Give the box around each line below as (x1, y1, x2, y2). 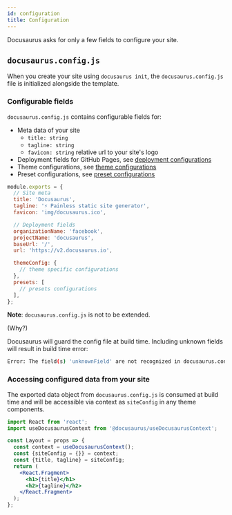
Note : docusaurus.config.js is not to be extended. (7, 310, 151, 319)
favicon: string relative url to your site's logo (27, 148, 159, 156)
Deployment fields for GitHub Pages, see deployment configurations (17, 155, 212, 163)
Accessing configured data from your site (7, 375, 150, 384)
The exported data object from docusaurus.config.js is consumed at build (7, 390, 219, 398)
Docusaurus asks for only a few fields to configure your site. (7, 35, 179, 44)
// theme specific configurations (19, 266, 119, 273)
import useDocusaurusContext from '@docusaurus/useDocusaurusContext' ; (7, 424, 217, 432)
